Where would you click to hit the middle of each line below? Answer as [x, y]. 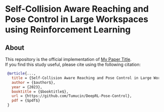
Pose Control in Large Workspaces [77, 19]
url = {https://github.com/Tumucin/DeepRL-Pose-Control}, [72, 96]
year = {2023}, [27, 87]
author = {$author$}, [33, 82]
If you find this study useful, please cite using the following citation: [73, 65]
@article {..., [21, 74]
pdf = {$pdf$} [26, 101]
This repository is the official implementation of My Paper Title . [68, 59]
